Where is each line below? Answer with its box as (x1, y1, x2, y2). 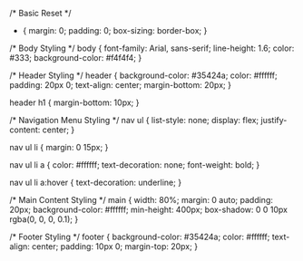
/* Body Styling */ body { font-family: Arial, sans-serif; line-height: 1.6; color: (9, 43, 295, 53)
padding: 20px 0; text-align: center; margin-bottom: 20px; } (9, 80, 231, 90)
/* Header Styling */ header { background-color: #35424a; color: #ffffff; (9, 70, 279, 81)
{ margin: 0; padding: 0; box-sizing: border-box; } (22, 25, 208, 35)
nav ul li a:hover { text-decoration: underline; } (9, 177, 182, 188)
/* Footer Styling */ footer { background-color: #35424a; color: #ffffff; (9, 231, 270, 242)
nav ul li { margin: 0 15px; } (9, 142, 109, 152)
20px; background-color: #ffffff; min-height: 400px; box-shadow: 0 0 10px (9, 204, 288, 215)
